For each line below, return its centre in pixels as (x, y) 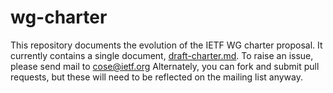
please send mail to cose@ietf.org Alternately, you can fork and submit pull (165, 66)
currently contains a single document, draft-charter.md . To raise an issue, (162, 55)
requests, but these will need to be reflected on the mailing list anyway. (156, 77)
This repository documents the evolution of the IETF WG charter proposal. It (166, 45)
